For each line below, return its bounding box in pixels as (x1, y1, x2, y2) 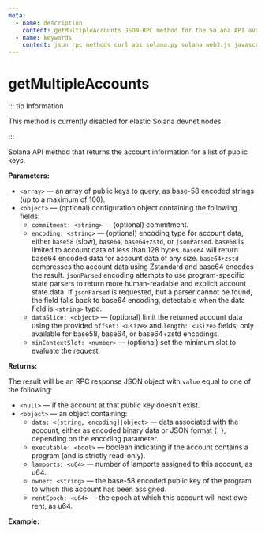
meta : (8, 11, 26, 20)
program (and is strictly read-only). (31, 451, 146, 460)
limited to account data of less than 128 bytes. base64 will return (31, 245, 239, 255)
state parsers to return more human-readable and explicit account (31, 278, 247, 289)
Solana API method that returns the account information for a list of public (8, 147, 248, 157)
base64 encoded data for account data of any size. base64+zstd (31, 254, 239, 263)
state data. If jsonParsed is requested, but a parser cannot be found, (31, 287, 253, 297)
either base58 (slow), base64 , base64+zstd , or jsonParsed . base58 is (31, 237, 244, 246)
